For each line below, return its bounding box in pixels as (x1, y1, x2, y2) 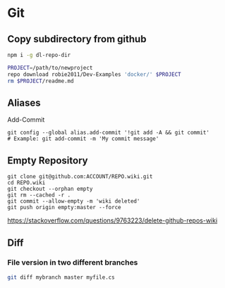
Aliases (7, 96, 41, 108)
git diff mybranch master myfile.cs (7, 273, 115, 281)
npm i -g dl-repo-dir (7, 51, 71, 58)
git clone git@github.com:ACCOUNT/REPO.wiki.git (7, 173, 153, 180)
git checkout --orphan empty (7, 185, 93, 193)
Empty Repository (7, 154, 88, 166)
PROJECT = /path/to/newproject (7, 64, 93, 71)
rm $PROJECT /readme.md (7, 77, 74, 84)
